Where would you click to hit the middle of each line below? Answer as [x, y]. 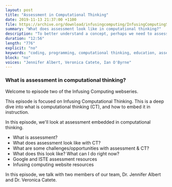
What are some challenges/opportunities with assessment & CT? [81, 148]
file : [11, 24]
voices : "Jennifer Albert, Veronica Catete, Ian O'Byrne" [68, 62]
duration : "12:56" [25, 39]
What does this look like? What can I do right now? [66, 153]
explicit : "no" [21, 48]
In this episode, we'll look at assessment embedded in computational [78, 122]
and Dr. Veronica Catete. [31, 180]
